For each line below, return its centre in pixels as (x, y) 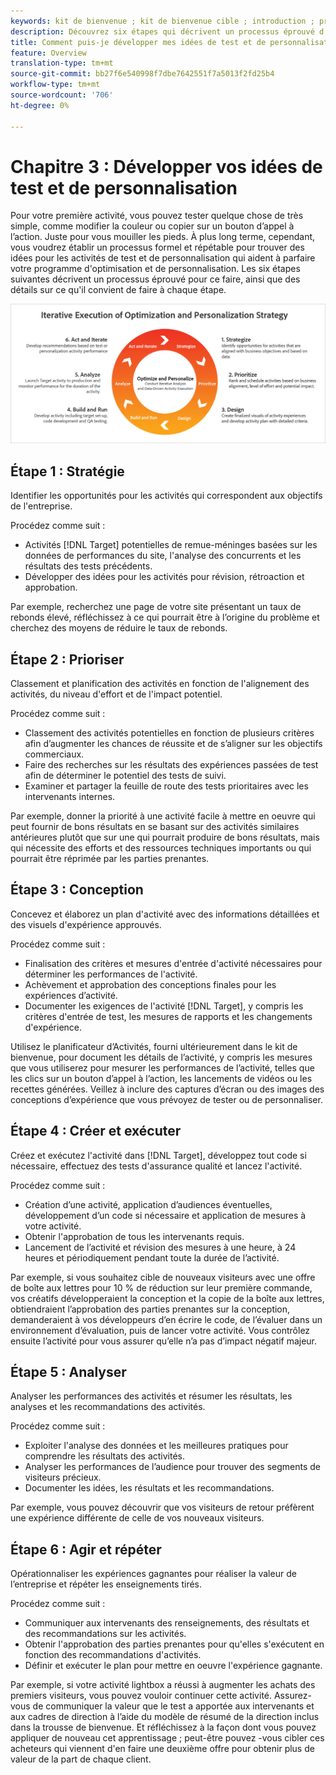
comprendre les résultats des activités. (105, 1456)
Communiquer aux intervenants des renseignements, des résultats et (167, 1623)
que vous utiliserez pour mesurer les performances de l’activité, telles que (162, 1067)
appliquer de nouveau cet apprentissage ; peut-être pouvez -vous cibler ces (167, 1738)
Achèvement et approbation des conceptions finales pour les (150, 984)
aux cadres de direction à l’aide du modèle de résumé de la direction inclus (165, 1717)
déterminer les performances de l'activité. (111, 974)
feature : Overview (48, 53)
